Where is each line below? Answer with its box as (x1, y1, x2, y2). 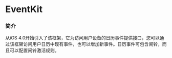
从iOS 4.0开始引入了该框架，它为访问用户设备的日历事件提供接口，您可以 (5, 35, 160, 41)
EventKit (5, 4, 42, 15)
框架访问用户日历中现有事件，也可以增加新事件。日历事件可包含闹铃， (14, 41, 162, 47)
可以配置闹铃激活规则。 (9, 47, 59, 53)
